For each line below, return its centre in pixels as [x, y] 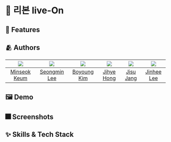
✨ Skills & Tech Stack [39, 134]
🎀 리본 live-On [35, 10]
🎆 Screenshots [30, 117]
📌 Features [23, 29]
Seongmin [52, 72]
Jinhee [153, 72]
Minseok [20, 72]
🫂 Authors [23, 47]
